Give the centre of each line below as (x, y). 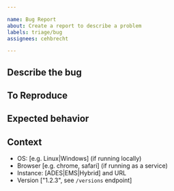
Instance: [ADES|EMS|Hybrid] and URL (72, 173)
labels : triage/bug (35, 32)
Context (25, 142)
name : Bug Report (32, 19)
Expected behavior (48, 119)
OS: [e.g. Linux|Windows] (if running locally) (79, 159)
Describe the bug (44, 72)
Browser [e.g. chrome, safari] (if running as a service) (92, 166)
